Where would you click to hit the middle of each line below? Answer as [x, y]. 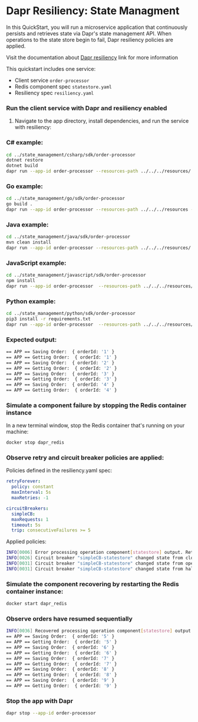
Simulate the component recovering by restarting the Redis [93, 584]
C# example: [24, 143]
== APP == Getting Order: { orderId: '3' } [62, 379]
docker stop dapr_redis [35, 443]
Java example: [27, 224]
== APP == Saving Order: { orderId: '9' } [60, 680]
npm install [21, 281]
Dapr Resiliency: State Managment [93, 11]
